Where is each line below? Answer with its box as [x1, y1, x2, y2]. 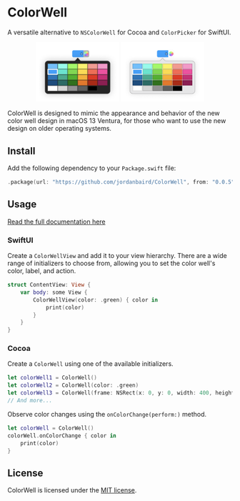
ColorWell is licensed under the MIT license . [7, 486, 137, 495]
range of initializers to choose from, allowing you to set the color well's [7, 259, 216, 268]
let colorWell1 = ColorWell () [7, 374, 98, 382]
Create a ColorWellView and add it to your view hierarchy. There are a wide [7, 252, 227, 260]
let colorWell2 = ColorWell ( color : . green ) [7, 382, 139, 390]
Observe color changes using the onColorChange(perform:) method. [7, 410, 207, 418]
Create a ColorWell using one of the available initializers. [7, 359, 174, 368]
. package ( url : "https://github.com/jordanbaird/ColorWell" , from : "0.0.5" [7, 179, 235, 186]
